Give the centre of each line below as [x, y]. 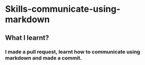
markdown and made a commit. [43, 58]
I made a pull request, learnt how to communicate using [73, 52]
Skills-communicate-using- [63, 9]
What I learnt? [27, 38]
